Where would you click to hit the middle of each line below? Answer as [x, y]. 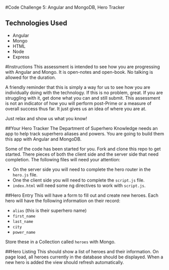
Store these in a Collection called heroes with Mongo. [61, 242]
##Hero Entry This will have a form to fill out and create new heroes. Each [82, 195]
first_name [24, 216]
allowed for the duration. [31, 77]
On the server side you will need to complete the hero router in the [82, 169]
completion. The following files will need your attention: [63, 159]
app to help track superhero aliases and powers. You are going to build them [85, 133]
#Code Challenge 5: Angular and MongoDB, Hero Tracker [65, 7]
